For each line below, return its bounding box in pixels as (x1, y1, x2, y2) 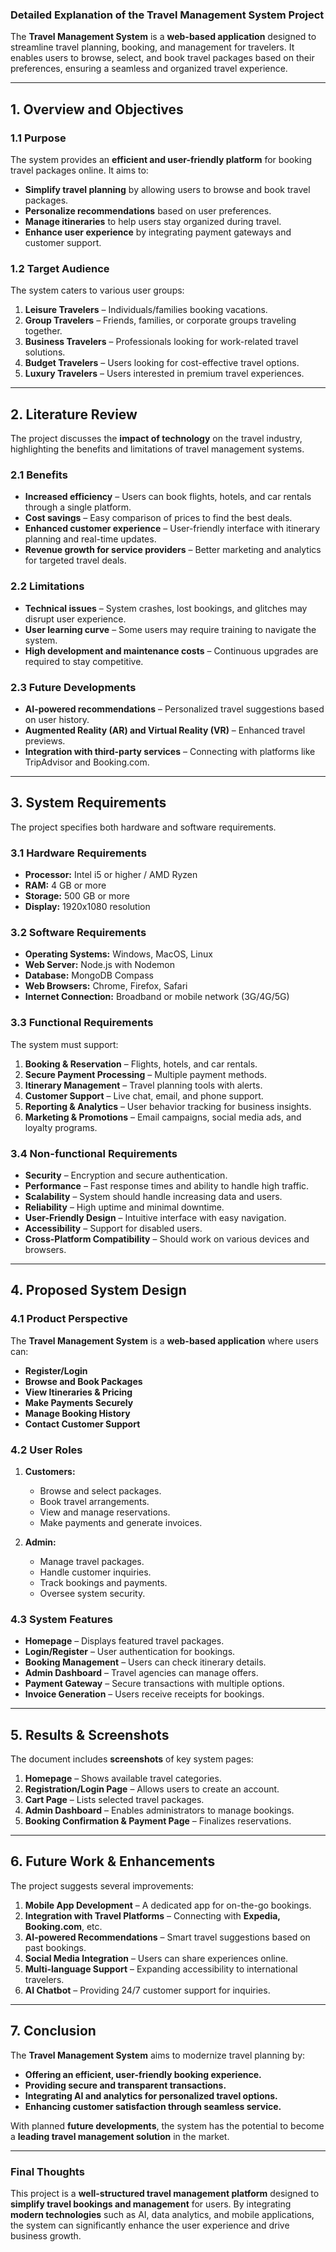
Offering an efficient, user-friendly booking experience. (24, 2068, 262, 2080)
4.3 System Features (10, 1612, 114, 1626)
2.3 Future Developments (10, 680, 137, 694)
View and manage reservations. (39, 1506, 171, 1518)
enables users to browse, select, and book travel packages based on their (10, 52, 315, 64)
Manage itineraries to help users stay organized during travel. (24, 215, 282, 227)
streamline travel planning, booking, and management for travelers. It (10, 41, 295, 53)
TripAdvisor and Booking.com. (24, 756, 150, 768)
